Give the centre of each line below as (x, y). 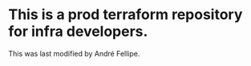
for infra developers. (78, 31)
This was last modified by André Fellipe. (74, 53)
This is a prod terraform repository (125, 15)
